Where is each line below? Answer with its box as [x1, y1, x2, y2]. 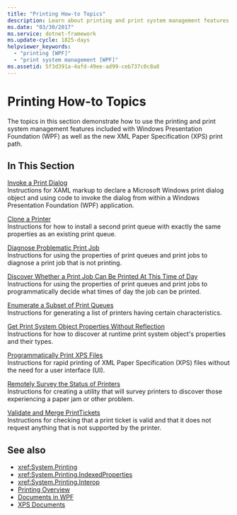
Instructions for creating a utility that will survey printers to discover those [7, 387, 223, 396]
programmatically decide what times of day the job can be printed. [7, 287, 202, 296]
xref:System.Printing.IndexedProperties [17, 470, 133, 479]
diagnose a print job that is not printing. [7, 259, 122, 267]
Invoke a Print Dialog [7, 178, 68, 187]
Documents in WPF [17, 493, 74, 502]
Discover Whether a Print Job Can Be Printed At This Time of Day [7, 272, 198, 281]
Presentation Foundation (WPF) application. [7, 201, 134, 209]
